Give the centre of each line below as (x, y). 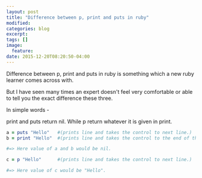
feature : (23, 51)
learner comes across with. (40, 80)
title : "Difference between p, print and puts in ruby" (78, 17)
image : (14, 46)
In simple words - (28, 109)
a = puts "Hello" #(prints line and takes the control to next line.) (99, 132)
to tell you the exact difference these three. (60, 98)
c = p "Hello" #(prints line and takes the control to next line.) (99, 160)
